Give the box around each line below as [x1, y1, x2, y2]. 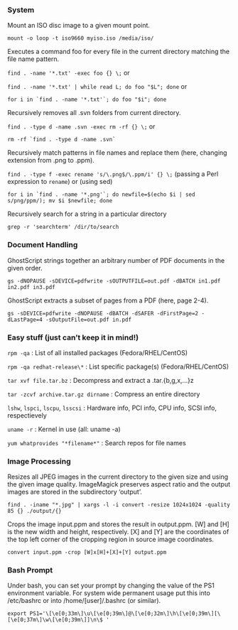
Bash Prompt [7, 565, 53, 575]
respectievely [7, 411, 48, 420]
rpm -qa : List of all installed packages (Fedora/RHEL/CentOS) [7, 348, 188, 357]
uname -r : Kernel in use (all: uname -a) [7, 425, 121, 433]
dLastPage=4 [7, 316, 43, 323]
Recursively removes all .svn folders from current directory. [7, 109, 181, 117]
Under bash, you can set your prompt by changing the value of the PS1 [7, 581, 215, 590]
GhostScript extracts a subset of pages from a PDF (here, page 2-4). [7, 296, 209, 305]
